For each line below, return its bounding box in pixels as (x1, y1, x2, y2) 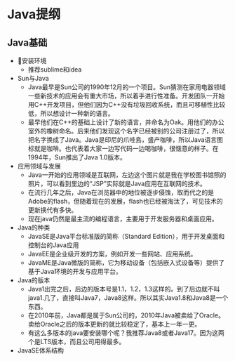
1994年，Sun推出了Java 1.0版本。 (27, 153, 126, 162)
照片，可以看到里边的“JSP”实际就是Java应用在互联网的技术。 (27, 180, 207, 188)
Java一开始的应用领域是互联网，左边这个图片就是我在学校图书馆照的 (27, 171, 227, 179)
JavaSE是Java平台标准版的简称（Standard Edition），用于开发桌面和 (27, 232, 225, 240)
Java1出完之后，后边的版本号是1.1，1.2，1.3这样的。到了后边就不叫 (27, 285, 220, 293)
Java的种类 (17, 223, 51, 232)
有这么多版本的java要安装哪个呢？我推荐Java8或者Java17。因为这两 (27, 329, 224, 337)
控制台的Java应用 (27, 241, 79, 249)
